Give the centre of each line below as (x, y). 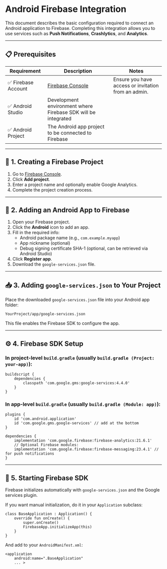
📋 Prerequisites (31, 54)
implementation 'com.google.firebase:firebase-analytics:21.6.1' (83, 441)
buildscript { (20, 374)
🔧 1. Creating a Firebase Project (54, 162)
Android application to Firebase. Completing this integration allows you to (80, 28)
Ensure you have (133, 79)
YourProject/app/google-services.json (45, 314)
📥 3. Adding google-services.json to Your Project (83, 285)
